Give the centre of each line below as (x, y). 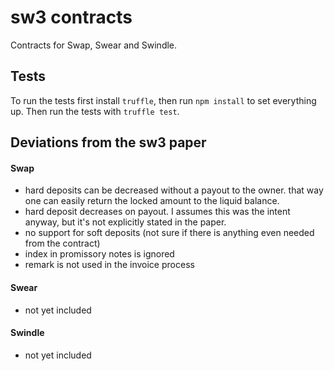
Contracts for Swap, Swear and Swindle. (94, 45)
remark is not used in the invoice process (109, 265)
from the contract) (62, 243)
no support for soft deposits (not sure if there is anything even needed (169, 233)
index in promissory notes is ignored (99, 254)
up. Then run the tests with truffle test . (95, 111)
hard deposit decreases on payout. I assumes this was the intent (157, 212)
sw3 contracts (71, 17)
